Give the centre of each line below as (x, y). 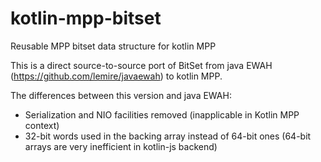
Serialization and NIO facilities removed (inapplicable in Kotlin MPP (162, 114)
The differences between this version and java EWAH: (121, 95)
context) (42, 125)
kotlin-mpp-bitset (86, 18)
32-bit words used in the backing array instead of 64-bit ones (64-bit (168, 136)
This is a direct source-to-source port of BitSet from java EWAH (141, 65)
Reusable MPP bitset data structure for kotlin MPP (113, 46)
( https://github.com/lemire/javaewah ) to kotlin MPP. (116, 76)
